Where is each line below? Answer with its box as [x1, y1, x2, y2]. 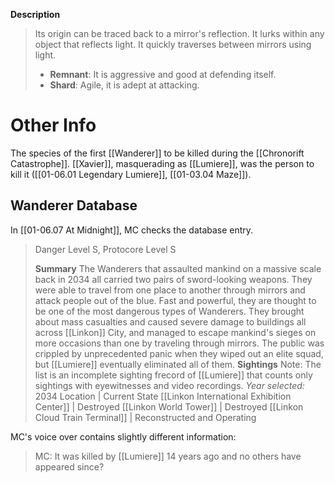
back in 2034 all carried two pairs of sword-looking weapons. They [34, 273, 313, 285]
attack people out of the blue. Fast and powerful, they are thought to [34, 294, 317, 306]
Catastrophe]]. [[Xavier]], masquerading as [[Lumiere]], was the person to [10, 157, 315, 169]
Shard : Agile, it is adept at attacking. [49, 79, 200, 91]
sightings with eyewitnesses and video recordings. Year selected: [34, 379, 305, 391]
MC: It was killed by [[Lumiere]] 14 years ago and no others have [34, 450, 302, 462]
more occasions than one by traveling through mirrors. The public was [34, 337, 325, 349]
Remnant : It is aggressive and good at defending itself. [49, 69, 277, 80]
